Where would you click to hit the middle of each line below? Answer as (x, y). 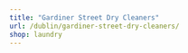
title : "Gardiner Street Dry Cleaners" (85, 18)
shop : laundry (36, 34)
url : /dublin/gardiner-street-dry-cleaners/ (94, 26)
